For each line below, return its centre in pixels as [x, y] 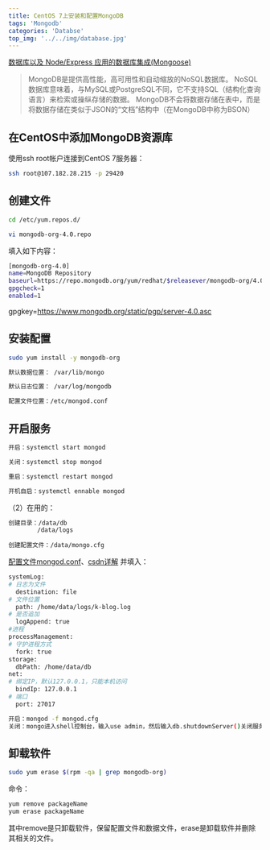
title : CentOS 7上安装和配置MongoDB [66, 16]
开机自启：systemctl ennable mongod [67, 491]
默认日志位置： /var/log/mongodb [60, 387]
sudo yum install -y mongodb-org [64, 358]
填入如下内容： [33, 251]
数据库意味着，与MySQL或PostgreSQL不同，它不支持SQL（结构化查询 [144, 89]
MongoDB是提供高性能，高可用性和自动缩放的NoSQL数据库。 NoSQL [143, 79]
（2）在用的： [32, 508]
